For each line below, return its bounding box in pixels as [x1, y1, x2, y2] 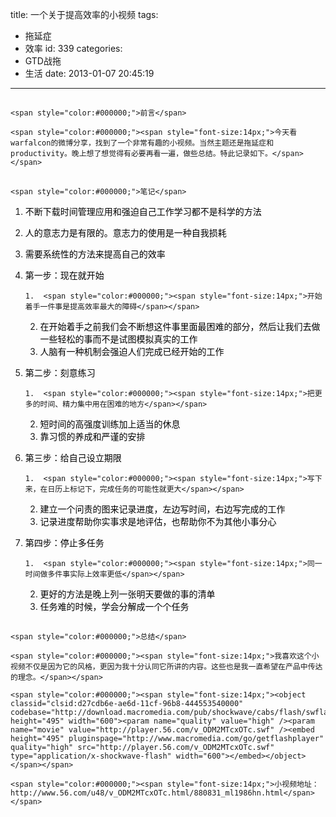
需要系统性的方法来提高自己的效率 [24, 248, 166, 260]
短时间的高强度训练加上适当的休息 [39, 418, 181, 430]
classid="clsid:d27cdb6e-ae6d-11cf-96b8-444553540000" [10, 699, 244, 709]
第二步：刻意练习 [24, 366, 96, 378]
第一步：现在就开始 [24, 269, 105, 281]
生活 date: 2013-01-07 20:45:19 [24, 68, 155, 79]
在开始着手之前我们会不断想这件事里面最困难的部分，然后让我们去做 [39, 320, 321, 332]
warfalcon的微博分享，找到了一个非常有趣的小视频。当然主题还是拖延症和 [10, 138, 275, 148]
